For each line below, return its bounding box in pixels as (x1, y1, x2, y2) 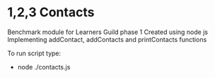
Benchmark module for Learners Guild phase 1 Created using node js (7, 28, 209, 36)
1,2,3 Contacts (7, 4, 95, 21)
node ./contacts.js (17, 62, 71, 71)
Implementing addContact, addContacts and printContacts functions (7, 35, 207, 43)
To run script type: (7, 49, 62, 57)
